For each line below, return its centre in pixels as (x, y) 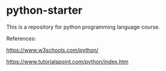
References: (21, 38)
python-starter (45, 10)
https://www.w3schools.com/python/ (52, 50)
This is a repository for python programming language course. (83, 27)
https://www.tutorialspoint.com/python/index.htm (67, 61)
